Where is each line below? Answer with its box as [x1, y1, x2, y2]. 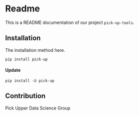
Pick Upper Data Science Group [5, 105, 71, 111]
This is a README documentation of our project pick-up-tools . [5, 19, 135, 25]
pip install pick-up [5, 57, 48, 62]
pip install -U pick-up [5, 78, 55, 83]
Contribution [5, 92, 46, 100]
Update [5, 67, 21, 73]
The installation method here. [5, 47, 66, 53]
